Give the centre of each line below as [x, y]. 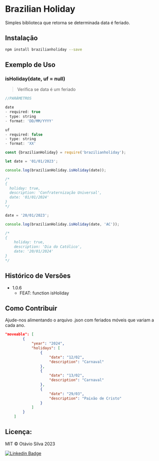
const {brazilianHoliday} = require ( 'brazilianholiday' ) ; [66, 153]
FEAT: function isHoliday [44, 293]
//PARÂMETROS [18, 99]
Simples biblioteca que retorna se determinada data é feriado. [67, 23]
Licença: [19, 432]
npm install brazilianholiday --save [44, 49]
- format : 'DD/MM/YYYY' [29, 121]
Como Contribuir [31, 308]
